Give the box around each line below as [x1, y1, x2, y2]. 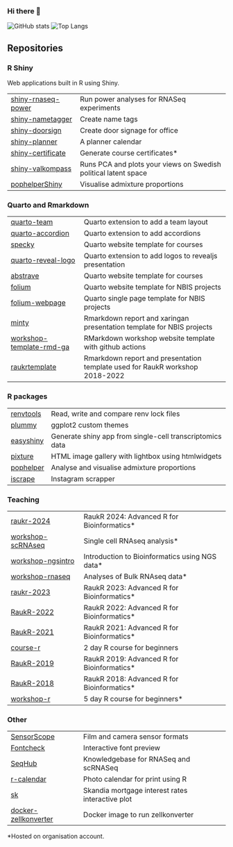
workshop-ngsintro [10, 555, 75, 565]
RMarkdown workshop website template [83, 333, 215, 343]
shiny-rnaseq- [10, 94, 60, 103]
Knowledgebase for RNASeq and [83, 755, 191, 764]
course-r [10, 642, 41, 652]
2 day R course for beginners [83, 642, 179, 652]
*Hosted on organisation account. [7, 832, 105, 841]
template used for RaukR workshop [83, 362, 199, 372]
